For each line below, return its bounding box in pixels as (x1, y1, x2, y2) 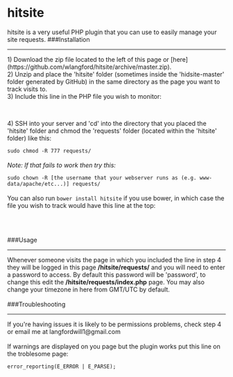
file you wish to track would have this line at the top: (7, 201, 156, 209)
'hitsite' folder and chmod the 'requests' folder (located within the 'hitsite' (7, 127, 217, 135)
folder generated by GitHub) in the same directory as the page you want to (7, 77, 221, 86)
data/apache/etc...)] (7, 180, 70, 187)
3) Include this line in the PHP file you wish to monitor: (7, 92, 162, 100)
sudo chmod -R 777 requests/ (7, 147, 92, 154)
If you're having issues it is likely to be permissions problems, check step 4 (7, 320, 222, 328)
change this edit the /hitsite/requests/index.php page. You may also (7, 278, 205, 286)
